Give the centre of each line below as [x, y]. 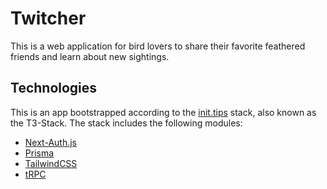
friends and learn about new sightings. [90, 56]
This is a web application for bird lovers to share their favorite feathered [158, 46]
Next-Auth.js [50, 142]
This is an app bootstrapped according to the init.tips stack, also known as [163, 112]
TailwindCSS [51, 163]
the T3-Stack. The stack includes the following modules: [126, 123]
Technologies [54, 88]
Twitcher [48, 18]
